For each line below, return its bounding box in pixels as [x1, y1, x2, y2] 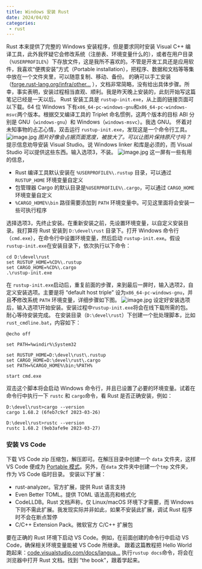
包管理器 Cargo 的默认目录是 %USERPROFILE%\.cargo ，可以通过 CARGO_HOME [14, 184, 195, 191]
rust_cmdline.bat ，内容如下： [6, 319, 81, 326]
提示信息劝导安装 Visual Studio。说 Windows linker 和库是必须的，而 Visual [6, 141, 192, 148]
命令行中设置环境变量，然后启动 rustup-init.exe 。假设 [43, 235, 180, 242]
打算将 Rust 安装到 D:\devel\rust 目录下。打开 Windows [22, 227, 162, 234]
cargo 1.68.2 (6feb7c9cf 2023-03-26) [6, 410, 101, 416]
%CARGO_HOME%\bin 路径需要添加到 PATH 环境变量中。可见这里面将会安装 [14, 199, 189, 206]
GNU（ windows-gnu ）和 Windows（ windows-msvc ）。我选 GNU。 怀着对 [17, 118, 192, 126]
